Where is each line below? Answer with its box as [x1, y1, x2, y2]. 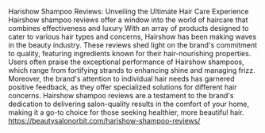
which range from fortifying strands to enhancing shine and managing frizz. [8, 66, 255, 74]
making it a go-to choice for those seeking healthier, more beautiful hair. [8, 108, 244, 117]
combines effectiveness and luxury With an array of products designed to [8, 24, 249, 32]
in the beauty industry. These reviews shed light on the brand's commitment [8, 40, 258, 50]
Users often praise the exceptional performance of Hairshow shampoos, [8, 57, 244, 66]
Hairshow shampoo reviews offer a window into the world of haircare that [8, 15, 248, 25]
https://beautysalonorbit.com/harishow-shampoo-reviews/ [8, 116, 201, 125]
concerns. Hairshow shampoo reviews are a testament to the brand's [8, 91, 234, 100]
